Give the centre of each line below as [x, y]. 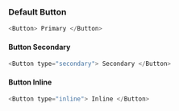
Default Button [37, 12]
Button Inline [30, 82]
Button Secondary [40, 47]
